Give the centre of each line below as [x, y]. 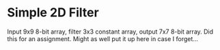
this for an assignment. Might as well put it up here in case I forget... [102, 38]
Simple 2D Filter [53, 13]
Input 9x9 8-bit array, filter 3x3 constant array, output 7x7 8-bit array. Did [110, 32]
